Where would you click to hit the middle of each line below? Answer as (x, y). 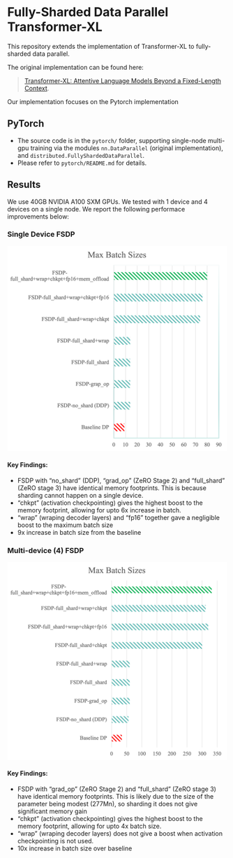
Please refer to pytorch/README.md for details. (82, 163)
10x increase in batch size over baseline (75, 848)
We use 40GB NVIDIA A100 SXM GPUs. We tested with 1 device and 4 (107, 201)
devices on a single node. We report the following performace (96, 209)
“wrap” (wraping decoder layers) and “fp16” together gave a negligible (118, 517)
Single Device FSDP (41, 235)
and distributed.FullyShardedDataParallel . (81, 155)
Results (24, 185)
